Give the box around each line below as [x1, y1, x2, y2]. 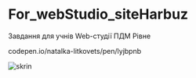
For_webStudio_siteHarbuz [8, 5, 189, 23]
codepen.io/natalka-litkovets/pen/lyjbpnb [8, 46, 142, 55]
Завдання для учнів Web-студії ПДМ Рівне [8, 31, 151, 41]
